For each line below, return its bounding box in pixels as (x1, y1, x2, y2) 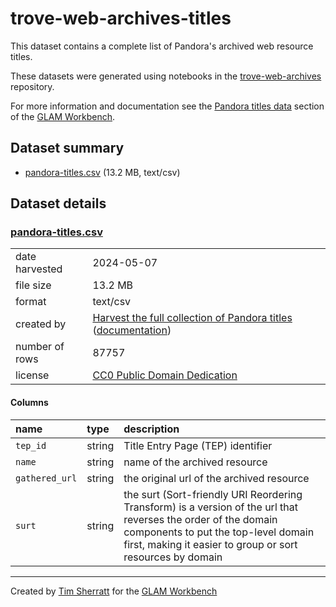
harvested (15, 262, 63, 276)
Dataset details (10, 195, 107, 212)
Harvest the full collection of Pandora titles (92, 311, 293, 325)
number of (15, 340, 65, 354)
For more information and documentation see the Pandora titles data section (10, 100, 325, 112)
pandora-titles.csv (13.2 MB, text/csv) (24, 166, 181, 178)
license (15, 368, 50, 382)
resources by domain (123, 550, 223, 564)
